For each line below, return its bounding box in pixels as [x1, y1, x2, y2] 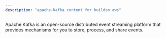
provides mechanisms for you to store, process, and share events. [5, 26, 144, 33]
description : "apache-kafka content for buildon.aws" [5, 7, 122, 13]
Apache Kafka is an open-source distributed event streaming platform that [5, 21, 161, 27]
